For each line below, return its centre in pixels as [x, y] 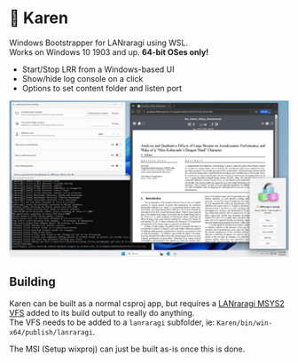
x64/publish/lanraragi [51, 332]
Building [32, 282]
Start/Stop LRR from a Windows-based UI [98, 69]
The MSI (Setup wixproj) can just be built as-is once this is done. [127, 349]
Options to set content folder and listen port [102, 88]
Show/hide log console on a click [82, 78]
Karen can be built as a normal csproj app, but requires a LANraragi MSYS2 [147, 303]
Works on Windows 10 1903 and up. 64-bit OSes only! [109, 51]
